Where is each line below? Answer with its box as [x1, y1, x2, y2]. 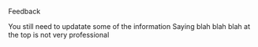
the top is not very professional [8, 31, 110, 39]
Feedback [8, 7, 41, 16]
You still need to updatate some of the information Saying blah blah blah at [8, 22, 251, 31]
